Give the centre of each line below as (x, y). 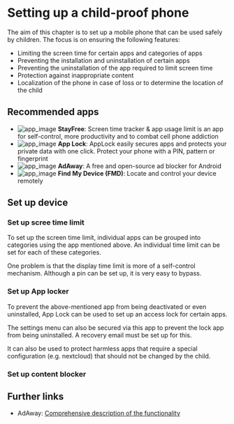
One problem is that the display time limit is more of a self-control (101, 266)
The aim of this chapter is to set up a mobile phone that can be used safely (115, 32)
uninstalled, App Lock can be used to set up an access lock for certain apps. (117, 314)
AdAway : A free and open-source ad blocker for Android (139, 166)
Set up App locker (38, 291)
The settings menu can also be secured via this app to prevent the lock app (116, 327)
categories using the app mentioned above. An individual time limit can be (114, 245)
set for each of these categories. (54, 252)
